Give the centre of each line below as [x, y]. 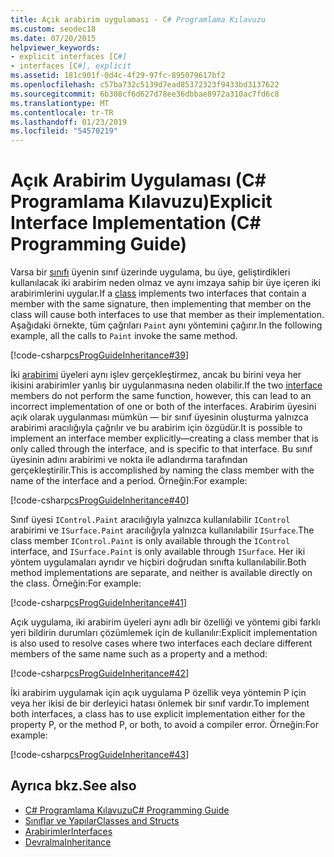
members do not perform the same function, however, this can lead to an [161, 396]
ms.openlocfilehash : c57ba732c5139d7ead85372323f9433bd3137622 [145, 85]
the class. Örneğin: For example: [76, 583]
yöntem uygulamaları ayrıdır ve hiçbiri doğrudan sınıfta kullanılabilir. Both [158, 562]
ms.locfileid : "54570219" [64, 131]
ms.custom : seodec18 [53, 29]
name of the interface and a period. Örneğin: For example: [129, 481]
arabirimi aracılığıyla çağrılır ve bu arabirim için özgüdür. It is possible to [156, 428]
